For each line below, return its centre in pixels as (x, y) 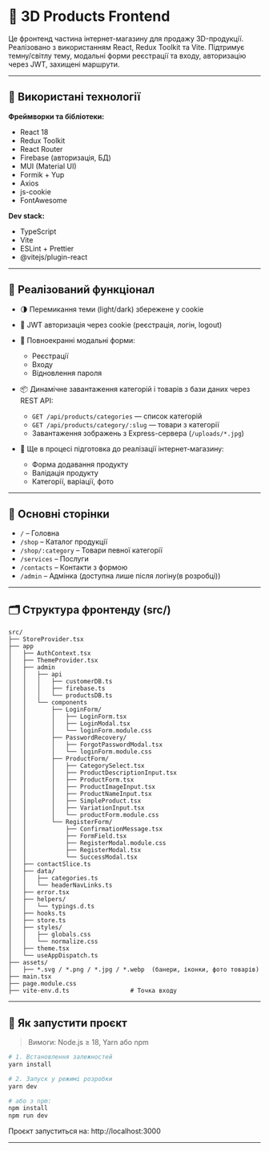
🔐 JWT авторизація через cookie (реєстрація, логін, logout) (121, 324)
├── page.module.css (43, 984)
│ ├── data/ (32, 871)
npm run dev (28, 1116)
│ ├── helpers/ (37, 900)
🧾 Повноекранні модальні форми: (78, 340)
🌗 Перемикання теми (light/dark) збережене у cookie (112, 309)
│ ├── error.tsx (39, 892)
